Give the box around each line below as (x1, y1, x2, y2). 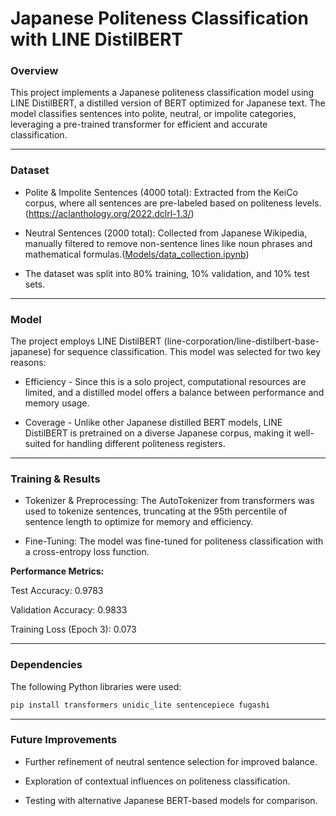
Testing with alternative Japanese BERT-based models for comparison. (24, 794, 318, 806)
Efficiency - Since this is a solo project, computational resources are (24, 376, 307, 388)
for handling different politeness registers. (52, 438, 226, 450)
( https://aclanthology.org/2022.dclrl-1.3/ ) (24, 207, 195, 219)
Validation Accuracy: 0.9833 (10, 604, 128, 616)
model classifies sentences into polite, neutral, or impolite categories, (10, 108, 297, 120)
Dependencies (10, 658, 83, 672)
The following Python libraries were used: (10, 680, 182, 692)
